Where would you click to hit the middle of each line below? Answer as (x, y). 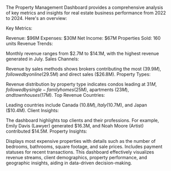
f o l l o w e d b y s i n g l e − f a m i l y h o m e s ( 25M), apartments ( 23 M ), (68, 90)
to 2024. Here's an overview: (36, 18)
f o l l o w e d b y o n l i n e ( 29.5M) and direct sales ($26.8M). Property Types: (78, 74)
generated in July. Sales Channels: (42, 59)
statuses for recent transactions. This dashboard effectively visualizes (80, 152)
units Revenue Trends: (30, 44)
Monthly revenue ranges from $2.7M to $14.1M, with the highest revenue (82, 54)
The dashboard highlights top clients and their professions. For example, (82, 120)
